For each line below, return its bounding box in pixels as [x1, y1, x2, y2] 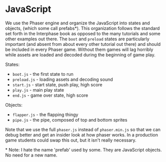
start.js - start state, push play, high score [12, 81, 102, 88]
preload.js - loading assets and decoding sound [12, 76, 113, 82]
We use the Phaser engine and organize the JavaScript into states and [5, 20, 150, 26]
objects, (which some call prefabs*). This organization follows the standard [5, 25, 160, 31]
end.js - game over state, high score [12, 92, 88, 98]
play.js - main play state [12, 87, 64, 93]
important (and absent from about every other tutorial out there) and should [5, 41, 161, 47]
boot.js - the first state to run [12, 71, 73, 77]
